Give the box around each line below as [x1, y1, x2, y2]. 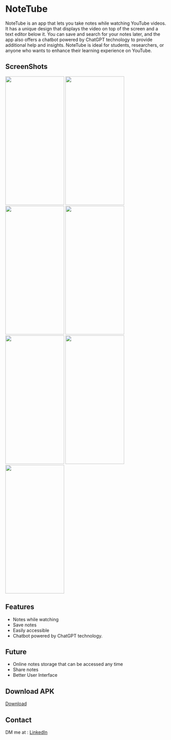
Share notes [12, 666, 39, 673]
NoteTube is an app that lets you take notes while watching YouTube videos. [5, 20, 166, 26]
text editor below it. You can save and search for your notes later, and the [5, 31, 161, 37]
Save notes [12, 622, 37, 628]
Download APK [5, 687, 55, 696]
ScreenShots [5, 62, 48, 71]
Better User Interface [12, 672, 58, 678]
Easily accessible [12, 627, 50, 633]
